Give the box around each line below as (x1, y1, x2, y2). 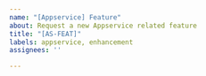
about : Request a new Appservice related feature (9, 21, 198, 30)
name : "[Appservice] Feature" (9, 12, 122, 22)
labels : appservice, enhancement (9, 37, 134, 47)
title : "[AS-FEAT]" (9, 29, 82, 38)
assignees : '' (9, 46, 62, 55)
